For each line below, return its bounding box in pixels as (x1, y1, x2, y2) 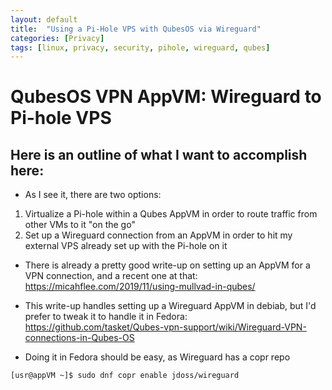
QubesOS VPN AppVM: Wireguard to (10, 86, 322, 108)
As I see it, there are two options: (24, 189, 162, 201)
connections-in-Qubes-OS (24, 332, 135, 344)
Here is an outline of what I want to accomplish (10, 146, 308, 163)
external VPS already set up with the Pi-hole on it (24, 240, 228, 252)
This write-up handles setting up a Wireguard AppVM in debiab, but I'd (24, 300, 317, 312)
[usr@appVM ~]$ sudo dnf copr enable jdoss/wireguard (10, 371, 240, 381)
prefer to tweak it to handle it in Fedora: (24, 311, 188, 323)
